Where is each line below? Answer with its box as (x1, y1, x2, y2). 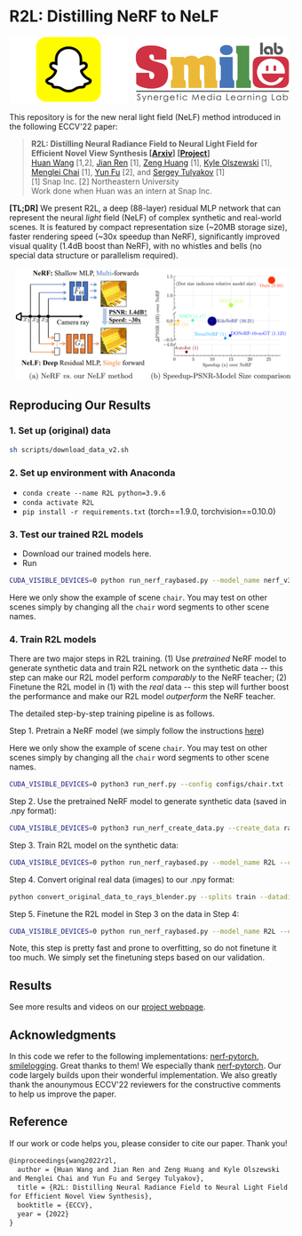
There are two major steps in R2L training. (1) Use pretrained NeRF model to (9, 653, 287, 664)
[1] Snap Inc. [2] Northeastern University (30, 176, 179, 187)
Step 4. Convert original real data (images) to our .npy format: (9, 873, 235, 885)
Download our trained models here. (21, 548, 152, 559)
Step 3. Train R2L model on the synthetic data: (9, 840, 179, 850)
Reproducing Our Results (9, 398, 151, 413)
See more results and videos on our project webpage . (9, 1001, 206, 1012)
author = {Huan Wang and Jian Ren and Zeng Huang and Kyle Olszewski (17, 1165, 280, 1174)
